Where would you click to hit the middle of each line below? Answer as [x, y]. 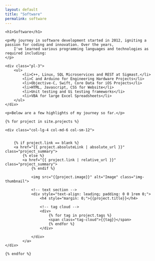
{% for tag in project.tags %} [80, 216]
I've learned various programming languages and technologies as [81, 49]
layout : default [21, 10]
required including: [26, 53]
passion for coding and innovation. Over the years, [60, 45]
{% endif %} [43, 169]
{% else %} [34, 156]
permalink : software [26, 19]
